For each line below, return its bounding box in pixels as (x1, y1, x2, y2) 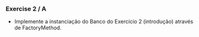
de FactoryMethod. (14, 24, 62, 31)
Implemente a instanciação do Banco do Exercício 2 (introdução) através (14, 18, 194, 25)
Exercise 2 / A (5, 5, 47, 13)
